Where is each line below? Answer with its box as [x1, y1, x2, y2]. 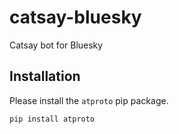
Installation [9, 68, 81, 85]
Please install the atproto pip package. [9, 94, 169, 106]
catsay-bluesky [9, 6, 142, 29]
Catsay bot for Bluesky [9, 39, 104, 51]
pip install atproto [9, 114, 96, 124]
